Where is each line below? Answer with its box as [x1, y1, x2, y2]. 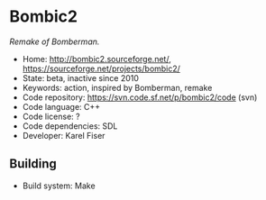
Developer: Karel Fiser [22, 130, 105, 141]
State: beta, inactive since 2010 [22, 72, 140, 83]
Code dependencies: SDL [22, 120, 118, 132]
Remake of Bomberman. [9, 36, 100, 47]
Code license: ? [22, 111, 80, 122]
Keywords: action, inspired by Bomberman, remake [22, 82, 213, 93]
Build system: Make [22, 180, 96, 191]
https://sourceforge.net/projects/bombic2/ [22, 63, 180, 74]
